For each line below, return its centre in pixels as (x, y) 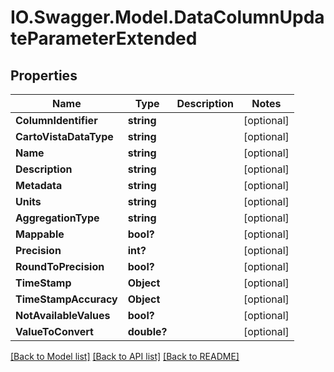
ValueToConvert (54, 331)
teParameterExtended (104, 38)
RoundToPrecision (60, 266)
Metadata (39, 185)
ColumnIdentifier (56, 120)
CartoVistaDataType (64, 136)
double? (147, 331)
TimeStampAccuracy (66, 299)
